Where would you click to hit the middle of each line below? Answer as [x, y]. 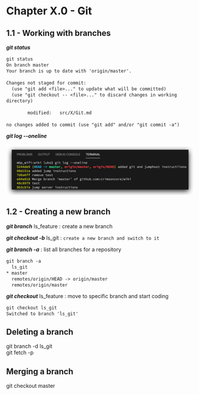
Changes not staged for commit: [46, 83]
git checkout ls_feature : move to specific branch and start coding [87, 296]
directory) [20, 101]
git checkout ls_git [32, 308]
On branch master [28, 65]
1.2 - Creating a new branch [58, 212]
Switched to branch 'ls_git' [42, 314]
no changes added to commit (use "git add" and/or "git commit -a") [93, 125]
